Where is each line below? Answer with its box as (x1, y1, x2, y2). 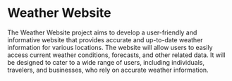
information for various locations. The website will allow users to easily (7, 43, 213, 51)
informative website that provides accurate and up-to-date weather (7, 35, 203, 44)
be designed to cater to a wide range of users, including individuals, (7, 58, 204, 66)
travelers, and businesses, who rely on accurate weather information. (7, 66, 209, 74)
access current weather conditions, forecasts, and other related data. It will (7, 51, 226, 59)
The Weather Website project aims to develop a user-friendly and (7, 28, 197, 37)
